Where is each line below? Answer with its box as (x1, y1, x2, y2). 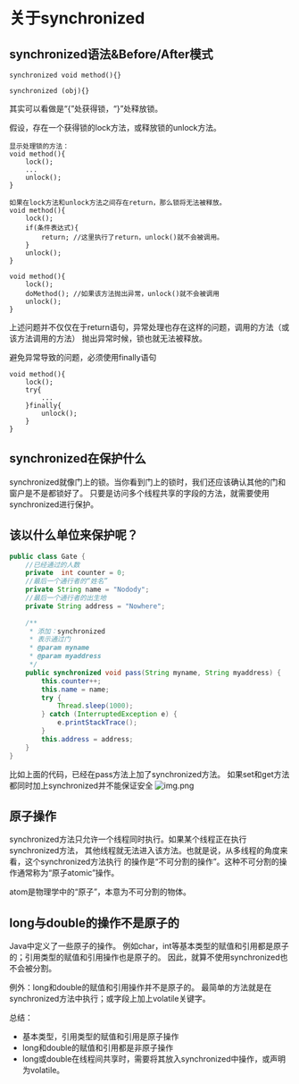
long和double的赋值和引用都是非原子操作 (21, 1043, 174, 1054)
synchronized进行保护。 (9, 498, 99, 510)
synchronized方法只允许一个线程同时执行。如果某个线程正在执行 (9, 834, 247, 845)
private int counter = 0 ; (25, 569, 126, 578)
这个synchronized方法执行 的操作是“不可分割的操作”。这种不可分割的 (24, 856, 279, 868)
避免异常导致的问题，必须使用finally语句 (9, 352, 157, 362)
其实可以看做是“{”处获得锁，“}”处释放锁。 (9, 104, 163, 114)
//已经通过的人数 (25, 560, 80, 569)
